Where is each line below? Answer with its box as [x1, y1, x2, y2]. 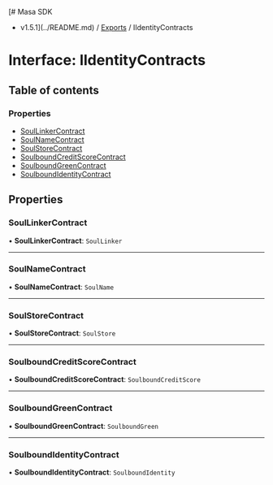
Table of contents [8, 83, 99, 97]
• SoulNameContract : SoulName [8, 282, 115, 292]
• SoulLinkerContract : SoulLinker [8, 236, 123, 245]
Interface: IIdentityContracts [8, 51, 206, 70]
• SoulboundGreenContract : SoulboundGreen [8, 421, 159, 431]
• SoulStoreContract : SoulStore [8, 328, 116, 338]
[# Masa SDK [8, 7, 53, 16]
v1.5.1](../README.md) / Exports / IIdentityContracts [19, 23, 193, 32]
